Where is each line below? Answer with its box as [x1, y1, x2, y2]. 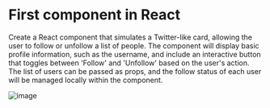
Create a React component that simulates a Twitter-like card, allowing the [8, 32, 253, 42]
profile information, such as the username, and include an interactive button [8, 49, 261, 59]
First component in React [8, 6, 181, 24]
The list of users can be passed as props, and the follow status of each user [8, 66, 262, 76]
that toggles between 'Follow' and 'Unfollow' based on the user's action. [8, 58, 250, 68]
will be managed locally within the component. [8, 75, 163, 85]
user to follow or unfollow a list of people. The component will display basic [8, 40, 260, 50]
